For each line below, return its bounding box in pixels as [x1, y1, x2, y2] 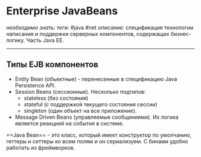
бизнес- [170, 30, 191, 37]
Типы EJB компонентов [6, 60, 99, 70]
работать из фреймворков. [6, 144, 75, 151]
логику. [6, 36, 25, 44]
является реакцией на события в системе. [14, 119, 124, 127]
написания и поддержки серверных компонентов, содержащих [6, 30, 169, 37]
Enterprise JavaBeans [6, 4, 118, 18]
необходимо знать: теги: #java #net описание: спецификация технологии [6, 24, 194, 31]
